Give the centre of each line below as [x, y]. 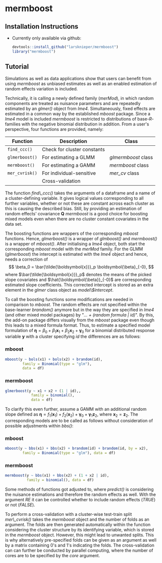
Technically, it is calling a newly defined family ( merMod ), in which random [79, 98]
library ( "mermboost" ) [34, 52]
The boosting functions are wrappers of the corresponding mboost [72, 233]
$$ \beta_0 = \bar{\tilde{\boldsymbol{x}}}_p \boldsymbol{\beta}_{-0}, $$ [81, 267]
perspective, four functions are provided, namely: [54, 129]
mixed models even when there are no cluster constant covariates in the [77, 219]
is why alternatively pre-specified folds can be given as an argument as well [81, 540]
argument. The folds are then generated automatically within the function [78, 525]
